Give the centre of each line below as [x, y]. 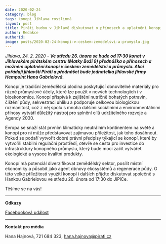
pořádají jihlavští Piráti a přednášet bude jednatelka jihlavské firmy [76, 72]
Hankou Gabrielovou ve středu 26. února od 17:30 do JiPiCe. [66, 179]
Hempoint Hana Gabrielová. [35, 77]
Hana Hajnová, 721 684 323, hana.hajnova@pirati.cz [58, 236]
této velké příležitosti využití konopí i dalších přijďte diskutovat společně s [80, 174]
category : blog [21, 14]
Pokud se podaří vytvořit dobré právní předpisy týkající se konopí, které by [81, 138]
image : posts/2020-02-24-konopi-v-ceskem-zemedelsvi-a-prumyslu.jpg [77, 42]
